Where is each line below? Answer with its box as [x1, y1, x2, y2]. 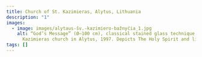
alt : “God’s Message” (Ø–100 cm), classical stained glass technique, [17, 31, 198, 37]
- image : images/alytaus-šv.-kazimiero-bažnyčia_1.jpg [11, 25, 152, 31]
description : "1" [6, 14, 50, 20]
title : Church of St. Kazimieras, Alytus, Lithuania [6, 8, 141, 15]
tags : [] [6, 42, 28, 48]
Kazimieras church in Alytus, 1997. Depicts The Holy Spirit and [22, 36, 189, 42]
